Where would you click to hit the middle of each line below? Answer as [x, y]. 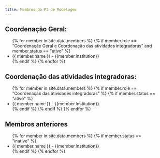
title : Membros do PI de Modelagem [41, 9]
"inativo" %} [24, 141]
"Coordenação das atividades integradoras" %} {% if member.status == [84, 94]
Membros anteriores [36, 124]
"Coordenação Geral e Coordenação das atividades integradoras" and [82, 46]
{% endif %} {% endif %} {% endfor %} [51, 109]
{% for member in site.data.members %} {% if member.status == [77, 136]
